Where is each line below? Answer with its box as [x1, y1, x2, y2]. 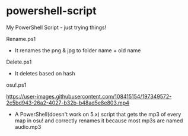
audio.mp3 [14, 123, 42, 130]
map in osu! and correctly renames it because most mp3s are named [14, 117, 183, 124]
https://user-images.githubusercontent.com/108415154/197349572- [6, 93, 172, 100]
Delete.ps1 [6, 58, 32, 65]
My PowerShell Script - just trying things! [6, 24, 107, 31]
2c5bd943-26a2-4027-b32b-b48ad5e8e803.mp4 [6, 99, 129, 106]
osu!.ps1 [6, 81, 27, 88]
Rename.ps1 [6, 35, 36, 42]
